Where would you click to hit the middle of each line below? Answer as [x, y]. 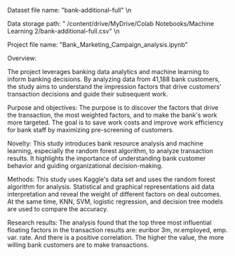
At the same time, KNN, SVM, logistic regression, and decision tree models [115, 201]
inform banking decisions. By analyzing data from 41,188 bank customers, [114, 79]
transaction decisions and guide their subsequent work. [88, 94]
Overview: [22, 58]
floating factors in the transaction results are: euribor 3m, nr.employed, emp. [117, 230]
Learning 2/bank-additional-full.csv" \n [63, 31]
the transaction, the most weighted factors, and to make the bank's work [112, 115]
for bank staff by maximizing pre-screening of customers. [90, 130]
